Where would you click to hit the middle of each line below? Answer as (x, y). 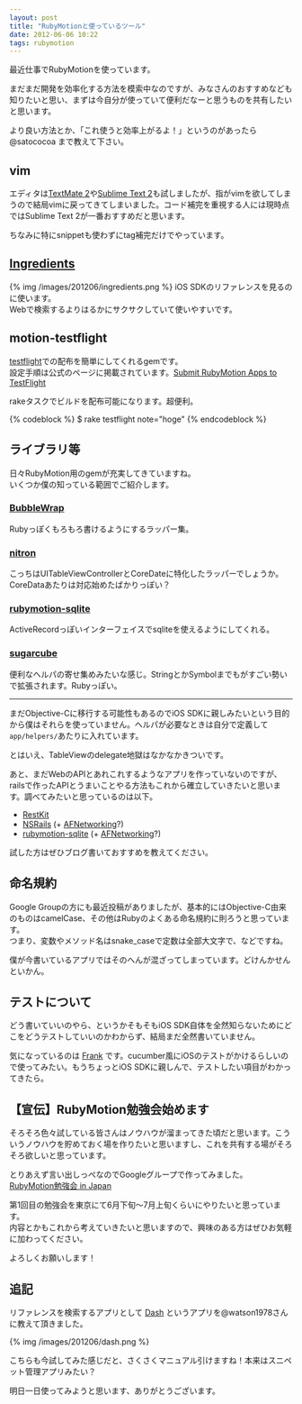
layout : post (34, 18)
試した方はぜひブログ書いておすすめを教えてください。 (111, 852)
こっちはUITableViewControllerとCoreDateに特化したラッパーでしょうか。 (147, 574)
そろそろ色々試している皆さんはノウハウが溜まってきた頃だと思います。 (142, 1133)
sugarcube (34, 653)
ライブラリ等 (45, 450)
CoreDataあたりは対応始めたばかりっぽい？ (90, 585)
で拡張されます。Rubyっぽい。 (66, 685)
